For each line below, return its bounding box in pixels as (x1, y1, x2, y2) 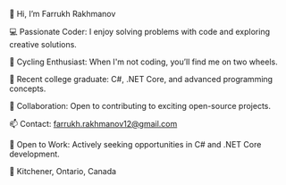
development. (9, 148, 60, 159)
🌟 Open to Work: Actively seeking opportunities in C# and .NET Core (9, 139, 262, 149)
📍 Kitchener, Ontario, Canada (9, 166, 117, 176)
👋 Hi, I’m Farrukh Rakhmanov (9, 9, 116, 19)
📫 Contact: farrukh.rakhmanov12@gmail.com (9, 119, 178, 129)
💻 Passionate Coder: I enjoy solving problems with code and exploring (9, 27, 271, 37)
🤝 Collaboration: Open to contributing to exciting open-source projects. (9, 101, 271, 111)
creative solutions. (9, 39, 78, 49)
